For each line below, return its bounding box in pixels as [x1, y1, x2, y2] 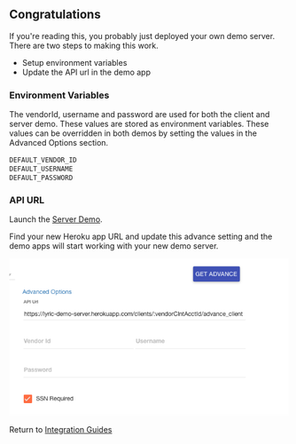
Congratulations [9, 7, 101, 22]
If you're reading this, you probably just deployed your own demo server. [9, 30, 276, 41]
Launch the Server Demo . [9, 214, 104, 225]
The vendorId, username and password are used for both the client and [9, 109, 270, 120]
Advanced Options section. [9, 138, 109, 148]
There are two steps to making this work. [9, 40, 159, 51]
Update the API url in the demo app [21, 67, 152, 77]
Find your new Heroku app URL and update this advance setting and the [9, 231, 273, 242]
